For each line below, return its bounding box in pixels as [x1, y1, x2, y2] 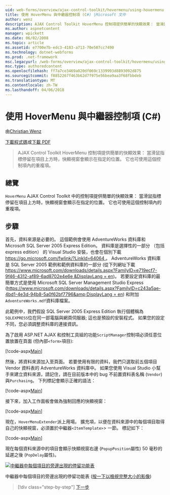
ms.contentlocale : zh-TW [5, 82, 58, 87]
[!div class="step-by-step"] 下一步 [17, 484, 90, 490]
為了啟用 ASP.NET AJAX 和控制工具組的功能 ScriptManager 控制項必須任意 [5, 332, 158, 338]
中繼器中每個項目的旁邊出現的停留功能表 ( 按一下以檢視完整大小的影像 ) [5, 473, 152, 479]
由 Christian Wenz [5, 128, 41, 134]
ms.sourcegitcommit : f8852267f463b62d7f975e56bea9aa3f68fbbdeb [5, 73, 142, 78]
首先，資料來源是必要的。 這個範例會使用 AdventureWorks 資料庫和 [5, 236, 146, 243]
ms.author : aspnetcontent [5, 26, 60, 31]
